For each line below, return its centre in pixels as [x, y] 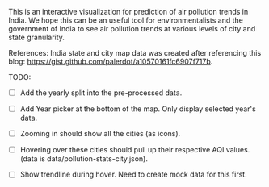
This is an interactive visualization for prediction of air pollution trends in [128, 12]
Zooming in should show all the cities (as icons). [100, 134]
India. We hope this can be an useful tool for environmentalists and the [126, 20]
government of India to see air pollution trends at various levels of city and [132, 29]
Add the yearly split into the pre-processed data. [101, 93]
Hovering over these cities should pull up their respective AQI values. [135, 150]
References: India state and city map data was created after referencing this [135, 53]
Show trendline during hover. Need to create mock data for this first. [134, 175]
